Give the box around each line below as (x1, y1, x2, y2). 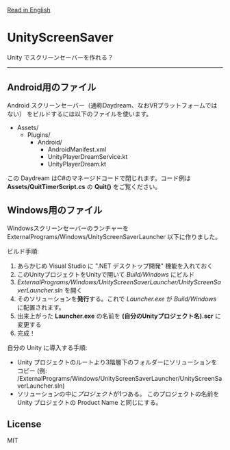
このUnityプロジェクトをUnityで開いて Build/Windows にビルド (16, 270, 195, 278)
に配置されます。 (16, 303, 65, 311)
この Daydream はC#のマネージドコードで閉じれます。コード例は (7, 174, 191, 182)
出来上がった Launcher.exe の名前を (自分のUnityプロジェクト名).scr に (16, 312, 221, 320)
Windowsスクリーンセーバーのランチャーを (7, 224, 129, 232)
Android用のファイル (7, 82, 97, 93)
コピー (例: (16, 366, 47, 375)
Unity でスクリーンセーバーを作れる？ (7, 53, 114, 61)
